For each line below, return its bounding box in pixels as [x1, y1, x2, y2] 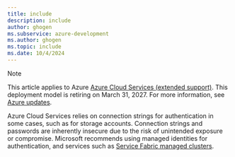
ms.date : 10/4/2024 [7, 50, 65, 57]
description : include [7, 17, 71, 24]
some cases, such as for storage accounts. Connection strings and [7, 119, 203, 127]
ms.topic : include [7, 43, 62, 50]
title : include [7, 10, 52, 18]
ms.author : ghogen [7, 37, 62, 44]
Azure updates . [7, 98, 52, 106]
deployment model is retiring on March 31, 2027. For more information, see [7, 90, 225, 99]
